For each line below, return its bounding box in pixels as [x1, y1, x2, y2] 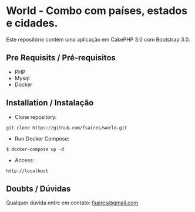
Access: [14, 156, 35, 163]
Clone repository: [14, 113, 57, 121]
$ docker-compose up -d [6, 146, 65, 152]
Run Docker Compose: [14, 135, 69, 142]
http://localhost [6, 168, 49, 174]
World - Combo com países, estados [6, 4, 188, 18]
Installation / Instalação [6, 98, 94, 108]
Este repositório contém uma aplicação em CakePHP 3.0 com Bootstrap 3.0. [6, 36, 190, 43]
